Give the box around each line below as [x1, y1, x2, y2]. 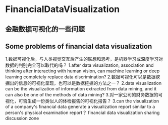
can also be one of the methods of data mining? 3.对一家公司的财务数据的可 [5, 92, 163, 98]
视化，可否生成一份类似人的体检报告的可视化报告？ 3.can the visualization [5, 98, 159, 104]
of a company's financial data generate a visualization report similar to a [5, 104, 155, 110]
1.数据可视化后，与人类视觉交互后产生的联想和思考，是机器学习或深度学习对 [5, 56, 163, 62]
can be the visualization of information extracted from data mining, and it [5, 86, 157, 92]
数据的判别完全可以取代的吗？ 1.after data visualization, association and [5, 62, 154, 68]
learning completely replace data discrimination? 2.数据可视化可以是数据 [5, 74, 156, 80]
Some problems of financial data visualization [5, 42, 152, 51]
